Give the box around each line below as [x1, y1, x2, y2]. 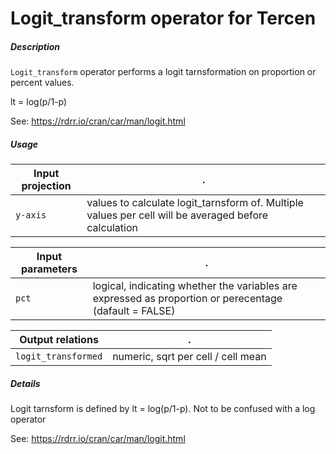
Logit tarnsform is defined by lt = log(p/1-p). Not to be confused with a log [10, 403, 316, 415]
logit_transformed [15, 351, 103, 362]
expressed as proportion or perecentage [92, 292, 283, 306]
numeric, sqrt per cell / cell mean [112, 350, 267, 364]
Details [10, 377, 41, 389]
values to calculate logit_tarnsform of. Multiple [86, 196, 304, 210]
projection [21, 179, 72, 193]
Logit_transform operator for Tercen [10, 7, 317, 30]
